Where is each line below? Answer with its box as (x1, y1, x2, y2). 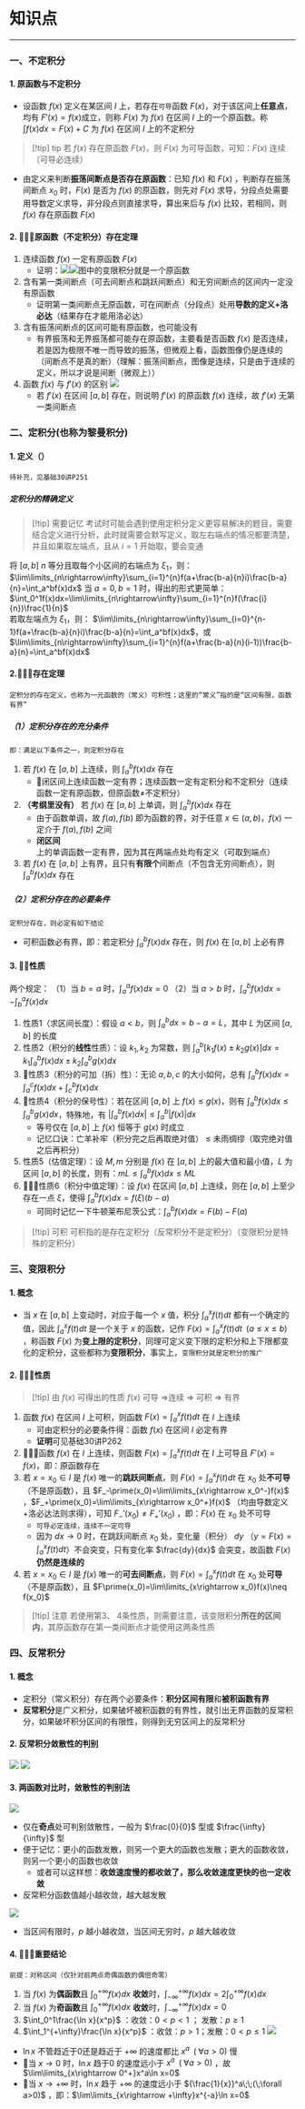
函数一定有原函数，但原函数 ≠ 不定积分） (35, 788, 185, 799)
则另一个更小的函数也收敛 (22, 1855, 119, 1866)
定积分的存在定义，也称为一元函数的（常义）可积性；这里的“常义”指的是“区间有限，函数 (9, 691, 292, 700)
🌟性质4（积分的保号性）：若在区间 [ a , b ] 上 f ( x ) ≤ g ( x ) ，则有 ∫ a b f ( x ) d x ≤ (22, 1094, 289, 1108)
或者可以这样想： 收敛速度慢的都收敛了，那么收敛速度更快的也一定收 (35, 1866, 291, 1877)
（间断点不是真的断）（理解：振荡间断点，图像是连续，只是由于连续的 (35, 356, 295, 367)
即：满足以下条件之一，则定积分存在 (9, 745, 125, 755)
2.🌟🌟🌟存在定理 (9, 668, 65, 679)
